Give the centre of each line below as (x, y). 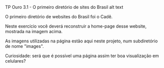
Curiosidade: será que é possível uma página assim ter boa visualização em (82, 56)
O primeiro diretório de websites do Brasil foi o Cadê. (59, 17)
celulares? (16, 61)
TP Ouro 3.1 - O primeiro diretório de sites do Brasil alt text (64, 7)
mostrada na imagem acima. (34, 31)
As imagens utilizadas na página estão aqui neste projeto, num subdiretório (82, 41)
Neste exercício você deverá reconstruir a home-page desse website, (76, 26)
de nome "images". (25, 46)
